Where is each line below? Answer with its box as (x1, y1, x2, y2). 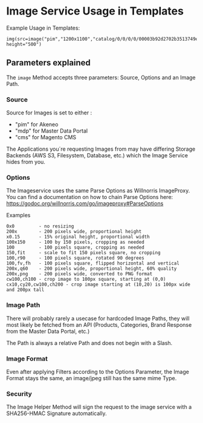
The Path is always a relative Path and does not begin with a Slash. (6, 339, 173, 346)
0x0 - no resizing (6, 223, 74, 229)
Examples (6, 212, 31, 219)
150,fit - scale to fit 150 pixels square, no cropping (6, 250, 161, 256)
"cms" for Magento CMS (14, 134, 77, 141)
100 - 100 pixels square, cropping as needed (6, 244, 145, 251)
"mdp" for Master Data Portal (14, 127, 88, 134)
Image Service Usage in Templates (6, 4, 184, 18)
